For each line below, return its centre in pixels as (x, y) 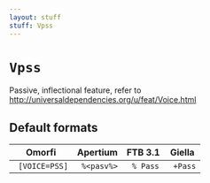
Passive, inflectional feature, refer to (75, 90)
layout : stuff (35, 17)
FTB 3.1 (143, 153)
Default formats (54, 128)
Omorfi (41, 153)
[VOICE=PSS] (43, 166)
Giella (182, 153)
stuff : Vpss (31, 26)
